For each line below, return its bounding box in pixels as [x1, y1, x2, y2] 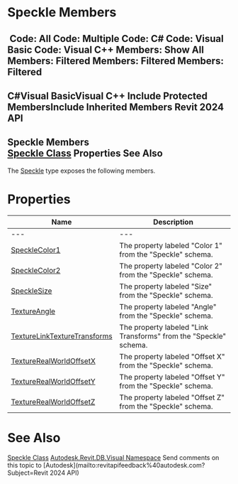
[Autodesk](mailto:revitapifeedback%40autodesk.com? [43, 461, 205, 469]
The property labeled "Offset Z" [119, 392, 225, 402]
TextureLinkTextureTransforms [11, 331, 113, 341]
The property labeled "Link [119, 322, 209, 332]
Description [153, 217, 193, 227]
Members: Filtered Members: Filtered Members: [7, 55, 225, 67]
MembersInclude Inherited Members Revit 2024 [7, 101, 225, 113]
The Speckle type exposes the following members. [7, 166, 156, 175]
